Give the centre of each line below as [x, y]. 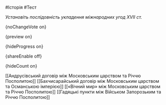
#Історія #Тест [21, 7]
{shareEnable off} [24, 56]
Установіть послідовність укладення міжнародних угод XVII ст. [74, 17]
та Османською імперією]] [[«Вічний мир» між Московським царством [83, 86]
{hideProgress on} [24, 46]
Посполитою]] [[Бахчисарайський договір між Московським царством [82, 81]
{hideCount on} [21, 66]
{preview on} [19, 37]
